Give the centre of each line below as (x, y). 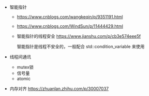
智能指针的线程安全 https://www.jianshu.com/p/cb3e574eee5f (79, 36)
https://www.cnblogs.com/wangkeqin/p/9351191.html (70, 17)
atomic (23, 79)
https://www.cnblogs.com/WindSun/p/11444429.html (70, 26)
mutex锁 (25, 67)
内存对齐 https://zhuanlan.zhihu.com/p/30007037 (59, 88)
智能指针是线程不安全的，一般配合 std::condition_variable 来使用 (81, 47)
